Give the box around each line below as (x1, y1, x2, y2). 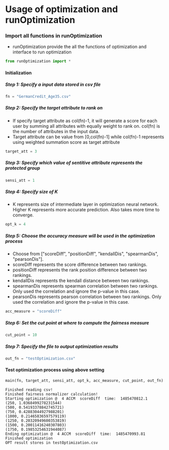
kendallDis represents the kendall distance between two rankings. (12, 277, 150, 284)
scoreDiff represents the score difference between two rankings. (12, 261, 147, 268)
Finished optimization (5, 435, 53, 441)
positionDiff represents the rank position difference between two (12, 267, 147, 273)
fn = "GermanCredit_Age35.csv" (5, 94, 71, 99)
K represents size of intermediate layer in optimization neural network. (12, 201, 159, 207)
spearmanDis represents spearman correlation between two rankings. (12, 283, 158, 289)
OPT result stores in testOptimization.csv (5, 440, 98, 445)
